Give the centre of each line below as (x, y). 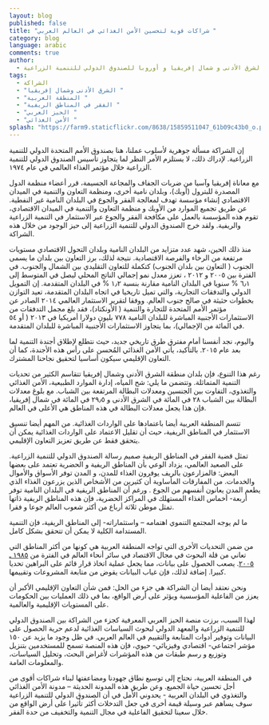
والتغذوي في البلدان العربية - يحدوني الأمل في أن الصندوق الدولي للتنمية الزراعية (128, 695)
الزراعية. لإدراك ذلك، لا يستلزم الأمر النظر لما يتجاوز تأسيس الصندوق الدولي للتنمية (131, 158)
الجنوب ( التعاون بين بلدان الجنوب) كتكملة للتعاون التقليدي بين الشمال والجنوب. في (131, 266)
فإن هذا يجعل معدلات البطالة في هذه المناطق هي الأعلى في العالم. (108, 407)
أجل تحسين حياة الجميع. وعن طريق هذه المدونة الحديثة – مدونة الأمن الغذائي (122, 686)
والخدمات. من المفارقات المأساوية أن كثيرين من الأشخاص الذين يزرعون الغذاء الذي (132, 481)
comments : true (34, 53)
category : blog (34, 38)
